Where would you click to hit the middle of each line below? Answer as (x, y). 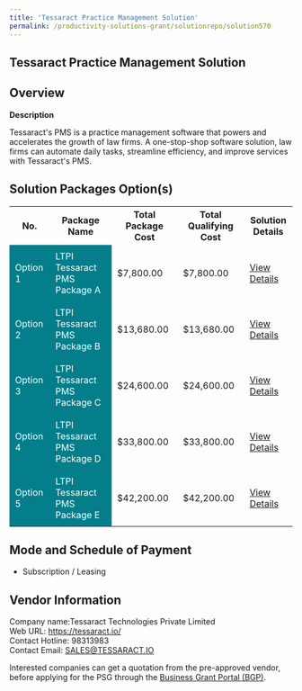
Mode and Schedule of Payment (101, 550)
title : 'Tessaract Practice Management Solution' (104, 18)
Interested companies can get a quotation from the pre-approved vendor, (145, 668)
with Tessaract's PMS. (51, 161)
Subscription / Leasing (64, 571)
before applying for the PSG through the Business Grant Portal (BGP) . (138, 678)
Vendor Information (65, 600)
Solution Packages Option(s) (91, 189)
